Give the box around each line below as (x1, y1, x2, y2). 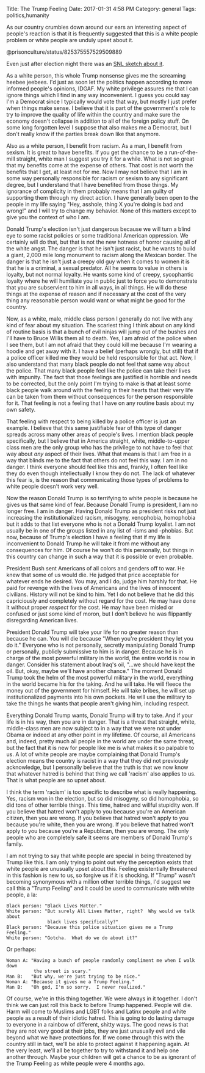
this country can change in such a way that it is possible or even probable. (6, 553, 193, 560)
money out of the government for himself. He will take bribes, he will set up (6, 687, 195, 694)
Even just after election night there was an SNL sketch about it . (6, 60, 165, 67)
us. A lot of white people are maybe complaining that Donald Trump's (6, 751, 181, 758)
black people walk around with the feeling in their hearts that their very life (6, 387, 193, 393)
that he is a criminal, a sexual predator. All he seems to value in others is (6, 264, 188, 271)
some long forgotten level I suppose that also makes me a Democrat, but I (6, 124, 192, 131)
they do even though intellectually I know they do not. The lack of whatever (6, 470, 195, 477)
